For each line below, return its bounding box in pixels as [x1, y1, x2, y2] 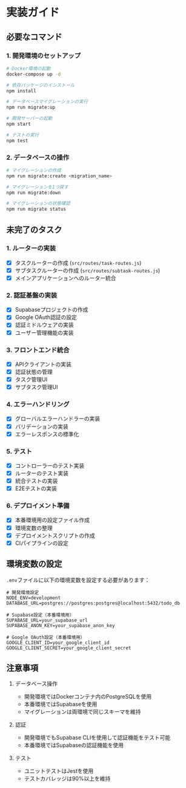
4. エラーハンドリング [6, 400, 70, 409]
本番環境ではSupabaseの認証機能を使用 [24, 742, 124, 749]
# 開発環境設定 [6, 589, 39, 595]
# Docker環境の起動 [6, 65, 51, 72]
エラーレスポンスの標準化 [15, 430, 79, 437]
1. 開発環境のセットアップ [6, 51, 81, 60]
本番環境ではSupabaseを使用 [24, 701, 98, 708]
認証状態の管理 [15, 368, 53, 375]
